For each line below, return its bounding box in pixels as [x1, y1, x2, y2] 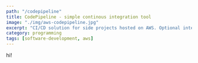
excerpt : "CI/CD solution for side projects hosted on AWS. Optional [6, 24, 181, 31]
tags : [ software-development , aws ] [6, 36, 94, 41]
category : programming [6, 30, 62, 36]
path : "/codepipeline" [6, 8, 62, 15]
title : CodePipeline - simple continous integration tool [6, 14, 151, 20]
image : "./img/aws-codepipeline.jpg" [6, 19, 99, 25]
